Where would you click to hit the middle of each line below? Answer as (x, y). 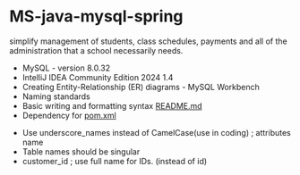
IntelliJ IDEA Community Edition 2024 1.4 (98, 77)
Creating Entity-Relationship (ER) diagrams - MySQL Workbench (141, 87)
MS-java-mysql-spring (96, 17)
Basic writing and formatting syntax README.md (112, 105)
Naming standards (56, 96)
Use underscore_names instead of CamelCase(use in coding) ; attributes (156, 132)
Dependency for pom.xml (69, 115)
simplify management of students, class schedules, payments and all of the (149, 41)
